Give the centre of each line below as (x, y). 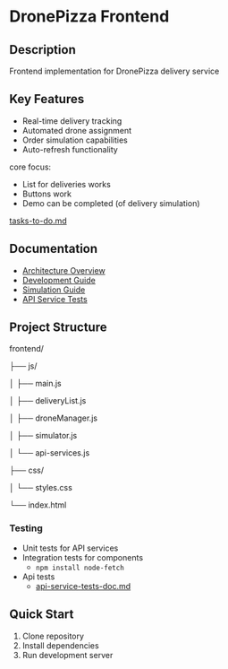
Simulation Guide (54, 290)
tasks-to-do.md (38, 221)
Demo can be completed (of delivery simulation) (111, 203)
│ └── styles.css (41, 488)
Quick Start (42, 615)
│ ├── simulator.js (43, 436)
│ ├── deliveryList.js (48, 401)
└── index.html (38, 505)
